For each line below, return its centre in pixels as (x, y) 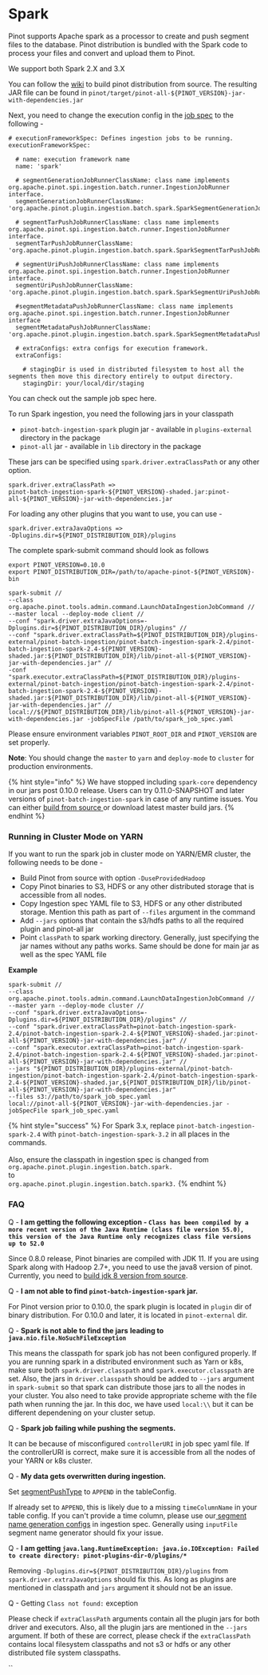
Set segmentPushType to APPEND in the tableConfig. (93, 1491)
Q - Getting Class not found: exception (73, 1603)
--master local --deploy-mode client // (77, 614)
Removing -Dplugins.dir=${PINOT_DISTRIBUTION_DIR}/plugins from (118, 1570)
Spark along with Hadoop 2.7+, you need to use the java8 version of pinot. (130, 1267)
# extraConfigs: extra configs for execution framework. (112, 348)
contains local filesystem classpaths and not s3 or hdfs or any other (120, 1644)
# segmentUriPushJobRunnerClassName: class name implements (117, 264)
